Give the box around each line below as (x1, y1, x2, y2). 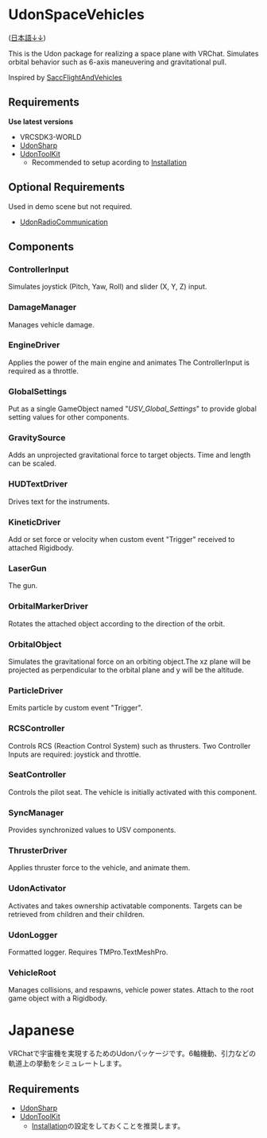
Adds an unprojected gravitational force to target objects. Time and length (8, 451, 251, 460)
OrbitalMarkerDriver (8, 601, 89, 612)
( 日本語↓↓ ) (8, 33, 46, 42)
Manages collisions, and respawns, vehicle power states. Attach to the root (8, 985, 254, 995)
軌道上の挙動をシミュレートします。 (8, 1059, 126, 1068)
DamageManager (8, 302, 77, 313)
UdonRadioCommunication (19, 217, 109, 226)
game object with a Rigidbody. (8, 993, 108, 1003)
